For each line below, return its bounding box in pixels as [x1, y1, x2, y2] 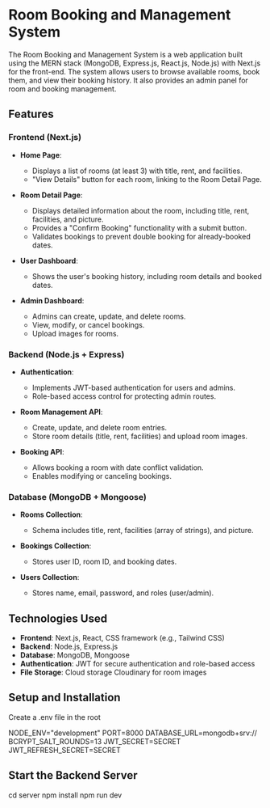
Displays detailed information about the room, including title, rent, [31, 205, 250, 215]
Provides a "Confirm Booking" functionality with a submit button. [31, 222, 247, 232]
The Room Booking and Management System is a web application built [8, 49, 243, 59]
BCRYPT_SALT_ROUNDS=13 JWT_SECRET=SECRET [8, 736, 181, 746]
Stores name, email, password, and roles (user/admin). [31, 588, 214, 598]
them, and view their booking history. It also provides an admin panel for [8, 75, 248, 85]
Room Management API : [19, 407, 103, 417]
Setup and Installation [8, 691, 121, 704]
